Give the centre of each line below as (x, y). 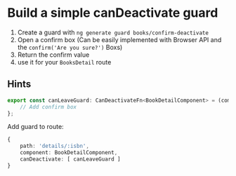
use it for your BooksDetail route (64, 62)
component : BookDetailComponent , (69, 153)
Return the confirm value (53, 55)
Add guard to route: (36, 127)
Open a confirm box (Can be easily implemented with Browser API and (119, 39)
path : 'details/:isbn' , (55, 146)
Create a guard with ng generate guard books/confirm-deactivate (113, 32)
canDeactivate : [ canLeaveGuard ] (70, 159)
